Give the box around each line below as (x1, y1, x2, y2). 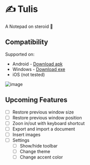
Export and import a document (12, 125, 76, 132)
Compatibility (5, 38, 48, 46)
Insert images (12, 131, 41, 137)
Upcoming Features (5, 95, 68, 104)
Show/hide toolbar (19, 142, 58, 148)
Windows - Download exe (12, 66, 66, 72)
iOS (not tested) (12, 71, 45, 77)
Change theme (19, 148, 51, 154)
